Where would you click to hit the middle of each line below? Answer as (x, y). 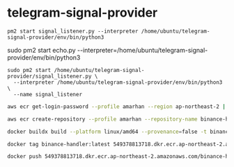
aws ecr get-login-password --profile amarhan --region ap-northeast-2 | (117, 106)
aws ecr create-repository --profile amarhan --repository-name (102, 119)
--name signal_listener (48, 94)
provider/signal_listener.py (49, 76)
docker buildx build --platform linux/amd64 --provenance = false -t (107, 132)
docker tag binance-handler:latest (59, 144)
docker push (24, 157)
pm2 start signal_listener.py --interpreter (73, 31)
